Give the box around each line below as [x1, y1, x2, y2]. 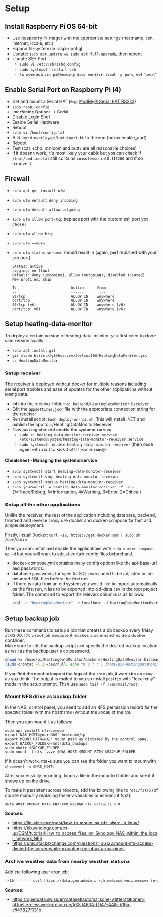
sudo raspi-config [12, 104, 49, 110]
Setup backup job [5, 614, 60, 622]
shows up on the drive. [5, 778, 51, 784]
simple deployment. [5, 523, 45, 528]
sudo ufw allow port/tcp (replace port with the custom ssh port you [12, 216, 149, 222]
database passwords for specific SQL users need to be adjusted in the [12, 571, 153, 577]
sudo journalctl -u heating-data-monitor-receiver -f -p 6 [12, 485, 134, 489]
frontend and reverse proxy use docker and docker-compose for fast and [5, 517, 152, 524]
